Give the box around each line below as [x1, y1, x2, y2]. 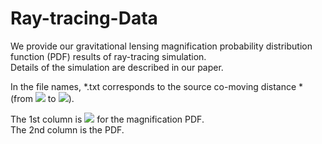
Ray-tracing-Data [10, 7, 158, 30]
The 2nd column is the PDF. [10, 123, 125, 136]
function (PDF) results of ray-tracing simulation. [10, 50, 207, 62]
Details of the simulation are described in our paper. [10, 61, 224, 73]
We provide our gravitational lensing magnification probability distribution [10, 40, 313, 52]
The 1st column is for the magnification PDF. [10, 113, 205, 125]
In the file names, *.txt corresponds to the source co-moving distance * [10, 80, 304, 92]
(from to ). [10, 92, 75, 104]
